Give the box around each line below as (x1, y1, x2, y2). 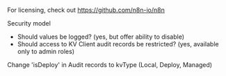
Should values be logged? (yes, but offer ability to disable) (17, 32, 184, 41)
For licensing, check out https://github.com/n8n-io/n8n (7, 6, 166, 14)
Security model (7, 19, 51, 27)
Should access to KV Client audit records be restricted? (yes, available (17, 40, 219, 48)
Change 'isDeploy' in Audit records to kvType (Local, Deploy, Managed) (7, 61, 213, 68)
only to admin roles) (17, 48, 75, 55)
